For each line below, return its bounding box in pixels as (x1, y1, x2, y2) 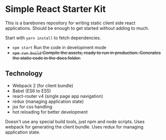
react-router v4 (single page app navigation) (12, 93, 103, 99)
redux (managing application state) (12, 98, 84, 104)
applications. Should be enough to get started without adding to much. (5, 25, 150, 31)
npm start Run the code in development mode (12, 44, 107, 50)
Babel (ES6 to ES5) (12, 88, 51, 94)
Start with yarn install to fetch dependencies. (5, 35, 102, 41)
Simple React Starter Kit (5, 3, 106, 15)
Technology (5, 70, 43, 78)
